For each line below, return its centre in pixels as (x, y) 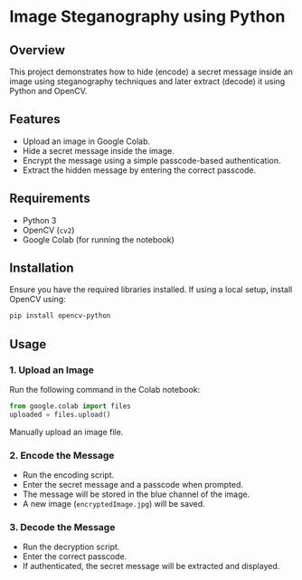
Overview (38, 50)
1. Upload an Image (52, 370)
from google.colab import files (70, 406)
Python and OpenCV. (48, 91)
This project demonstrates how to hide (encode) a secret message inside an (151, 71)
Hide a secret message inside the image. (98, 150)
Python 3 (39, 220)
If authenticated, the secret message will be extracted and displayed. (151, 566)
